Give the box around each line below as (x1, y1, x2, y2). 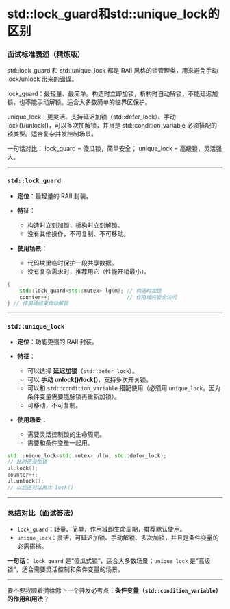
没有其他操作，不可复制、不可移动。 (27, 229, 130, 237)
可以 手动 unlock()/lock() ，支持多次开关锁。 (27, 375, 153, 383)
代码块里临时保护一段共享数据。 (27, 259, 118, 267)
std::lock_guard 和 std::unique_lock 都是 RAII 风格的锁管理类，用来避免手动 (7, 67, 218, 75)
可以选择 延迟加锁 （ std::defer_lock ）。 (27, 366, 138, 374)
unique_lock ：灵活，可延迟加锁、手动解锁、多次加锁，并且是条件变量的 (16, 534, 219, 542)
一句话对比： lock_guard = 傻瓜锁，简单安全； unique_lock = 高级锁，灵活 (7, 145, 216, 153)
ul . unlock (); (7, 478, 44, 485)
